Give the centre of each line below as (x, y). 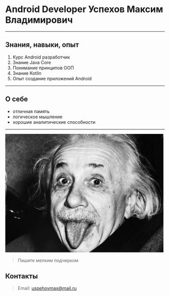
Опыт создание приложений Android (52, 78)
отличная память (31, 111)
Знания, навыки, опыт (42, 45)
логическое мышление (37, 117)
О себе (17, 99)
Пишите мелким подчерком (48, 260)
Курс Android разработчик (41, 57)
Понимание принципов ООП (43, 68)
